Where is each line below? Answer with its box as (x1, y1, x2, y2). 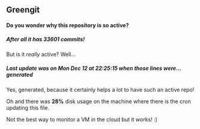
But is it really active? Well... (6, 51, 76, 58)
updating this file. (6, 104, 49, 111)
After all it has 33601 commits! (6, 36, 86, 43)
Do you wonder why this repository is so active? (6, 21, 130, 29)
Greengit (6, 5, 40, 15)
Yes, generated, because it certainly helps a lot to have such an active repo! (6, 86, 195, 93)
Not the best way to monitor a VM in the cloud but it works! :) (6, 116, 158, 123)
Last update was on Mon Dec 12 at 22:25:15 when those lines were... (6, 64, 182, 72)
